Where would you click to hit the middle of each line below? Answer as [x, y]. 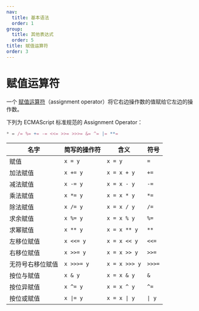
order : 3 [17, 52]
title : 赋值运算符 [27, 46]
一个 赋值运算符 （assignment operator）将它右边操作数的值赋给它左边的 [97, 102]
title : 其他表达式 [33, 35]
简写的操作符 [83, 150]
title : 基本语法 [31, 18]
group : [15, 29]
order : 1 [23, 23]
